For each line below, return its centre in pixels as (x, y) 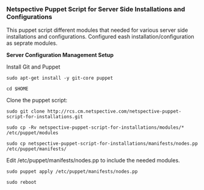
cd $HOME (17, 89)
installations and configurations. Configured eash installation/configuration (100, 37)
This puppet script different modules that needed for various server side (97, 30)
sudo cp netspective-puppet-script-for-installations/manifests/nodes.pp (102, 144)
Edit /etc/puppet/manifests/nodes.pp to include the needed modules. (93, 161)
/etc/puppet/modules (33, 133)
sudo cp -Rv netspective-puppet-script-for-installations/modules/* (95, 127)
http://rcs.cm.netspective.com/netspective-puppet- (115, 112)
